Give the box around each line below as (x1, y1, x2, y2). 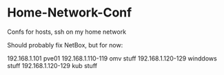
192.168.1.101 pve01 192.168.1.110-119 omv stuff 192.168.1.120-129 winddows (7, 54, 217, 63)
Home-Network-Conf (7, 5, 132, 21)
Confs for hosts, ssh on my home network (7, 28, 126, 36)
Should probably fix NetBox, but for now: (7, 41, 123, 49)
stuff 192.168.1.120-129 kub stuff (7, 61, 98, 69)
